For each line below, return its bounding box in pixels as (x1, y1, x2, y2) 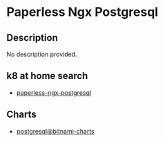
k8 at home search (6, 70, 88, 82)
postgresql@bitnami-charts (16, 127, 95, 135)
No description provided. (6, 50, 77, 58)
